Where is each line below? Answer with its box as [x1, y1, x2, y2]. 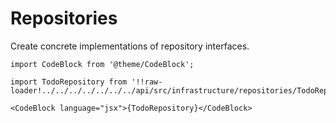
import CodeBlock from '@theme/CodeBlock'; [10, 59, 195, 69]
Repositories [10, 7, 118, 30]
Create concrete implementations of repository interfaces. [10, 40, 250, 52]
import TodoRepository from [10, 77, 128, 87]
